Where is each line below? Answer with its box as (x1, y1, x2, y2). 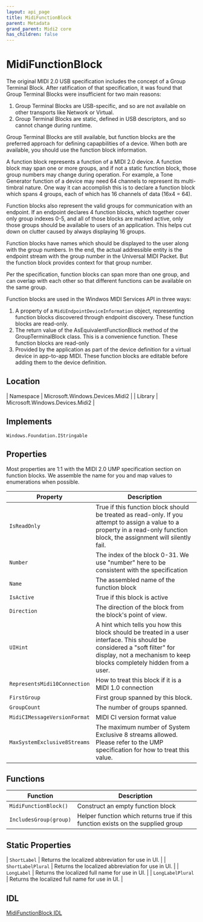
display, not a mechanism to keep (95, 651, 191, 659)
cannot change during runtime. (14, 122, 92, 129)
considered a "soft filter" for (95, 643, 175, 651)
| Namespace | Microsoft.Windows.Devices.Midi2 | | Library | (6, 392, 158, 399)
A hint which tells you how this (95, 620, 182, 629)
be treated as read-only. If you (95, 510, 183, 519)
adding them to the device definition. (14, 359, 107, 366)
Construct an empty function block (77, 802, 176, 810)
